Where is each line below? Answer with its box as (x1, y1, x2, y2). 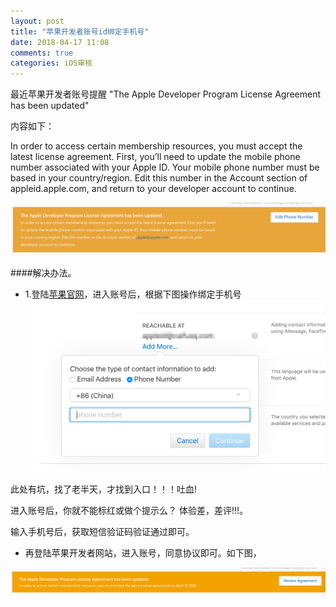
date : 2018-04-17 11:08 (10, 37, 110, 47)
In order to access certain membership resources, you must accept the (10, 140, 303, 152)
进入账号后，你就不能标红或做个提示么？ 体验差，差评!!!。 (10, 504, 249, 516)
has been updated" (10, 100, 90, 112)
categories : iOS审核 (10, 58, 93, 69)
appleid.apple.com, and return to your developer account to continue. (10, 183, 297, 195)
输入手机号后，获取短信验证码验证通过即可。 (10, 525, 195, 537)
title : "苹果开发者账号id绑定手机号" (10, 26, 150, 37)
